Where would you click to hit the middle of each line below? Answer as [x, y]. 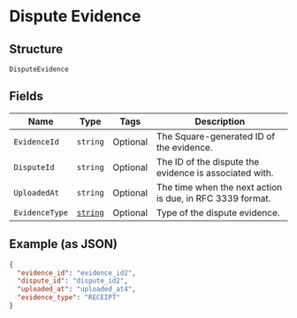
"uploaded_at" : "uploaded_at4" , [77, 290]
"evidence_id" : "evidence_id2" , [77, 273]
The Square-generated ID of [216, 136]
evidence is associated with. [215, 173]
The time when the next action [219, 187]
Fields [27, 96]
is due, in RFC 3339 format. [213, 198]
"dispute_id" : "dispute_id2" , [72, 281]
